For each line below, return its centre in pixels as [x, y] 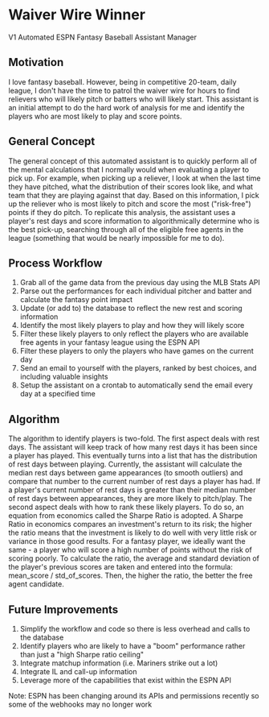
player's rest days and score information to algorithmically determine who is [134, 221]
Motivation [36, 62]
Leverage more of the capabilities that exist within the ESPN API [125, 680]
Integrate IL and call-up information [79, 671]
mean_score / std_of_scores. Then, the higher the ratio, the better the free [130, 576]
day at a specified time [58, 394]
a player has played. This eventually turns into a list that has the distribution [133, 456]
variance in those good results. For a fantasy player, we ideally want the [127, 541]
